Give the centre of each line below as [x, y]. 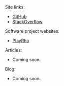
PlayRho [21, 41]
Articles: [14, 50]
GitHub [19, 16]
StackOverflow [27, 22]
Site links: [15, 7]
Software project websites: [32, 31]
